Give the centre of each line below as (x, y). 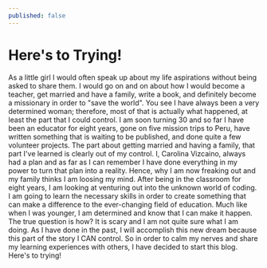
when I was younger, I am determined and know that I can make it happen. (130, 213)
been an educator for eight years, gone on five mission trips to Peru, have (129, 128)
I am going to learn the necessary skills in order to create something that (128, 195)
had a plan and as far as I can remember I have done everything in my (123, 162)
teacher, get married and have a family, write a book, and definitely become (132, 94)
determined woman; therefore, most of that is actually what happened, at (128, 111)
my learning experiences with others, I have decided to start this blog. (123, 246)
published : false (37, 16)
